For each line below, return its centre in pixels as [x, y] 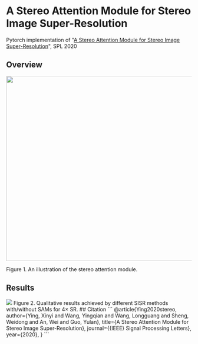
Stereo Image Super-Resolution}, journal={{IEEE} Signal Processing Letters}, [99, 328]
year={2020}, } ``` [28, 334]
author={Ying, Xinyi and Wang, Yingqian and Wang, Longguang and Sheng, [98, 316]
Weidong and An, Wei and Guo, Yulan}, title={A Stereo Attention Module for [98, 322]
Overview [24, 65]
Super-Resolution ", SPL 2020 [42, 46]
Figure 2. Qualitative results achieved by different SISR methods [91, 303]
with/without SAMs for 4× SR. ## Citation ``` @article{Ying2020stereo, [91, 309]
